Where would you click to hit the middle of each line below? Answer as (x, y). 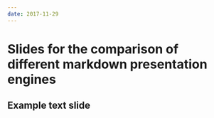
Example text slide (49, 106)
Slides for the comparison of (93, 49)
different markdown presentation (107, 64)
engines (32, 79)
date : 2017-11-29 (33, 14)
